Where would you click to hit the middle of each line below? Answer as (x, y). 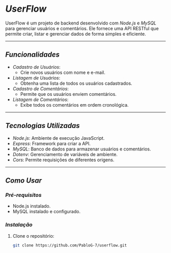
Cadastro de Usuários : (37, 67)
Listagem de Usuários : (36, 78)
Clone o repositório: (33, 236)
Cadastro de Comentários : (40, 88)
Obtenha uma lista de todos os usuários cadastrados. (76, 83)
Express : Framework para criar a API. (51, 143)
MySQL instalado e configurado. (46, 212)
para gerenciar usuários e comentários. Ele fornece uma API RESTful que (82, 28)
